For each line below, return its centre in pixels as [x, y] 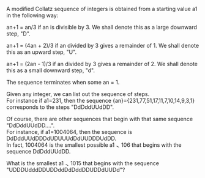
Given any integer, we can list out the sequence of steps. [78, 94]
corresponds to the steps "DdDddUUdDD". [60, 107]
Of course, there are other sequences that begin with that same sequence [100, 119]
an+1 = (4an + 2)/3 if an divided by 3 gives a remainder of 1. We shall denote [103, 46]
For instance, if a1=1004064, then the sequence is [69, 132]
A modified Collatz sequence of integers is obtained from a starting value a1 [102, 9]
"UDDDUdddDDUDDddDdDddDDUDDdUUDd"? [66, 170]
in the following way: [32, 15]
